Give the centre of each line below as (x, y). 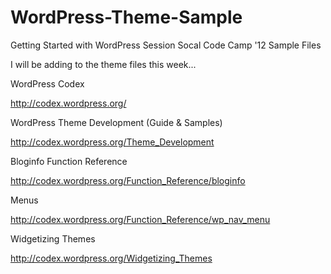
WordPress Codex (47, 83)
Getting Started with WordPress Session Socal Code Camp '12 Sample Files (166, 45)
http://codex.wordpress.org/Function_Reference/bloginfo (128, 180)
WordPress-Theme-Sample (126, 17)
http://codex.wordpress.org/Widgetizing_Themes (111, 258)
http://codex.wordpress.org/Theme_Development (112, 142)
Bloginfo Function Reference (69, 161)
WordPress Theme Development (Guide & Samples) (116, 122)
